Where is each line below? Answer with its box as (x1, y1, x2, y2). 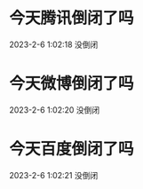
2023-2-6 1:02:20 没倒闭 (9, 104, 100, 115)
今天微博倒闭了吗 (9, 74, 135, 94)
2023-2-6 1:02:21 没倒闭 (9, 169, 99, 180)
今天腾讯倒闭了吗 (9, 8, 135, 28)
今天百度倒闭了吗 (9, 139, 135, 160)
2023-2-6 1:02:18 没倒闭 (9, 39, 99, 50)
